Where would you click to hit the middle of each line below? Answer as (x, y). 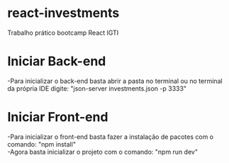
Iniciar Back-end (57, 61)
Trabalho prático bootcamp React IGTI (63, 33)
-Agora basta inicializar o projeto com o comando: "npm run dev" (103, 152)
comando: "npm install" (42, 144)
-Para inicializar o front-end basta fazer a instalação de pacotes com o (111, 137)
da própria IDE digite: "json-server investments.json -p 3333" (97, 88)
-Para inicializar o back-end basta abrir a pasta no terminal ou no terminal (115, 81)
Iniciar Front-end (58, 117)
